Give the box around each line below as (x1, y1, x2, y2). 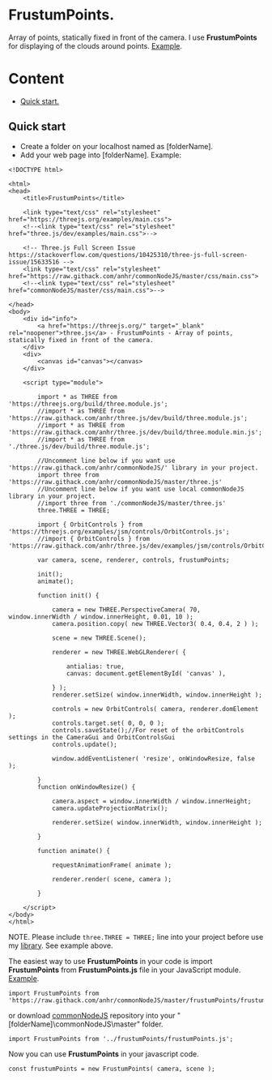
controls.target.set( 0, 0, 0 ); (51, 719, 164, 727)
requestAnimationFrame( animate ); (51, 861, 172, 869)
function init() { (37, 591, 100, 599)
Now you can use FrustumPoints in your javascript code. (8, 1048, 200, 1059)
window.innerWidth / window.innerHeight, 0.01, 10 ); (8, 612, 194, 621)
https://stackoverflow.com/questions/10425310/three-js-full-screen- (8, 251, 249, 259)
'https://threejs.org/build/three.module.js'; (8, 400, 168, 408)
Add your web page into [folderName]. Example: (19, 150, 182, 160)
